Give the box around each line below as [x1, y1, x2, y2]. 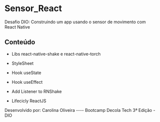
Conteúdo [4, 38, 35, 46]
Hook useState [11, 70, 42, 76]
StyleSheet [11, 60, 34, 66]
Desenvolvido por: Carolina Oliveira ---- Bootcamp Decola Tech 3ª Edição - [4, 107, 156, 113]
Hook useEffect [11, 79, 43, 85]
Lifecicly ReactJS [11, 98, 47, 104]
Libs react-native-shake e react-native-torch [11, 51, 101, 57]
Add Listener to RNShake [11, 88, 62, 94]
